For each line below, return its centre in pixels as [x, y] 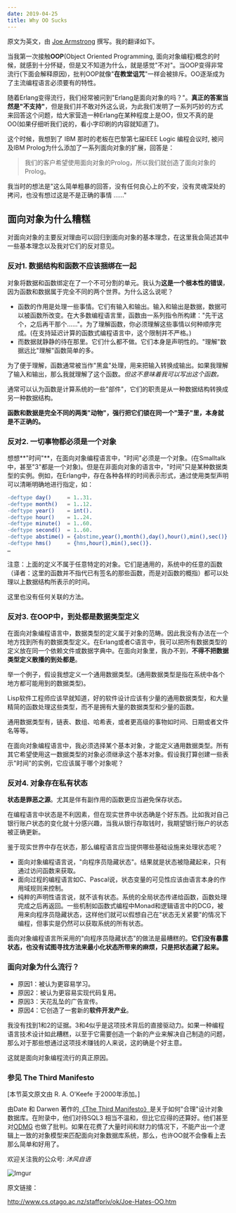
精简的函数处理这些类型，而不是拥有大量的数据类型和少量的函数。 [103, 707]
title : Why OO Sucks [38, 20]
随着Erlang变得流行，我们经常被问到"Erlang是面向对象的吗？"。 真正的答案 [115, 97]
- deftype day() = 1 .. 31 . [50, 497]
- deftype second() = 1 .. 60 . [50, 530]
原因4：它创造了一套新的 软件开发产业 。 [75, 1010]
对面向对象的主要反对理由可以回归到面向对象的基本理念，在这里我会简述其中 [118, 237]
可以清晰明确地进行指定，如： [50, 484]
